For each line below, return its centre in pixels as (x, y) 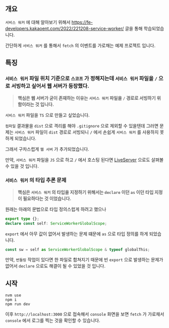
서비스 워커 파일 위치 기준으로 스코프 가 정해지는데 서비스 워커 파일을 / (81, 79)
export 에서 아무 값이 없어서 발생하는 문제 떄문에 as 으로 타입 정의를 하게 (77, 234)
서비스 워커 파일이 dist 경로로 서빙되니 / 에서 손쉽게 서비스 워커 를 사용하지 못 (89, 132)
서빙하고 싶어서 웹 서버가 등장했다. (50, 86)
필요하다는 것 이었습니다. (47, 199)
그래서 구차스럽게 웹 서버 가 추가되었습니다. (47, 149)
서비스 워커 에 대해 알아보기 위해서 (38, 22)
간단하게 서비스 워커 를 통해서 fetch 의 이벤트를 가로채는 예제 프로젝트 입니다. (80, 45)
